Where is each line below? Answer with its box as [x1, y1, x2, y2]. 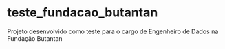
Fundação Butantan [7, 34, 63, 42]
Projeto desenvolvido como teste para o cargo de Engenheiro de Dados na [7, 27, 219, 35]
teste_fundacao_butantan [7, 5, 158, 20]
